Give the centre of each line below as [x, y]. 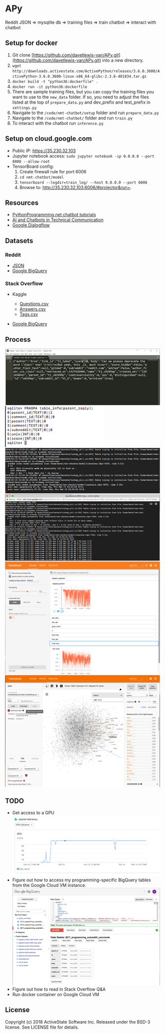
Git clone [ [23, 55]
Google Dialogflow [31, 225]
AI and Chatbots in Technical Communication [58, 220]
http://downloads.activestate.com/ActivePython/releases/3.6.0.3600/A [86, 71]
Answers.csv [33, 309]
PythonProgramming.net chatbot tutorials [54, 215]
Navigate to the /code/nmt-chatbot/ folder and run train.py [72, 118]
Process [18, 339]
